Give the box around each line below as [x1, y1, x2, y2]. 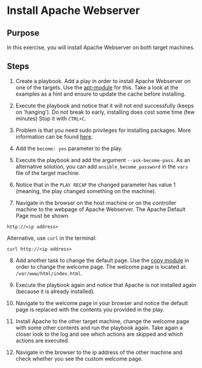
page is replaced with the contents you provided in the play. [15, 306, 165, 313]
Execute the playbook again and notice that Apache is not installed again [15, 281, 197, 288]
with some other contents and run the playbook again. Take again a [15, 324, 183, 331]
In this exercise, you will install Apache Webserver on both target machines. [7, 44, 195, 51]
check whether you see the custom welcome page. [15, 355, 144, 362]
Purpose [7, 28, 40, 38]
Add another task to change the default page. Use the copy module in [15, 257, 189, 264]
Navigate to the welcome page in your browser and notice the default [15, 299, 189, 306]
